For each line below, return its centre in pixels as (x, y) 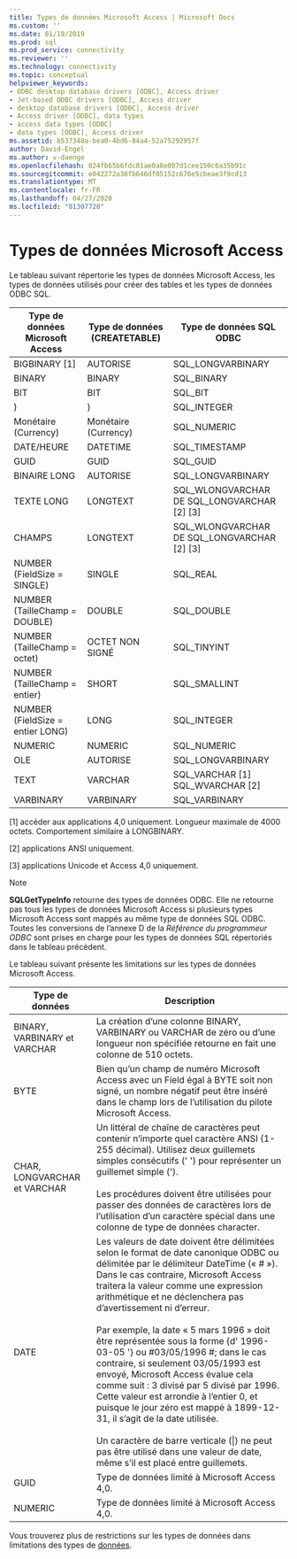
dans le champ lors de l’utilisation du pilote (184, 1101)
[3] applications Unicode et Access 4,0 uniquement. (104, 865)
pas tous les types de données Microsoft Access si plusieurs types (131, 909)
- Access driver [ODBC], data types (76, 116)
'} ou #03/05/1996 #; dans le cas (197, 1352)
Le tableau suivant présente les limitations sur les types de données (133, 964)
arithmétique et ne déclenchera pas (170, 1296)
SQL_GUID (194, 461)
